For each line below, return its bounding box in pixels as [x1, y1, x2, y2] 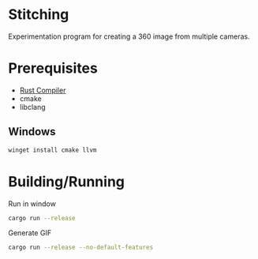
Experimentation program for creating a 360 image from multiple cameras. [8, 32, 250, 41]
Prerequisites [8, 59, 99, 77]
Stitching [8, 6, 69, 24]
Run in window [8, 199, 57, 208]
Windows [8, 125, 56, 139]
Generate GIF [8, 228, 52, 238]
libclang [19, 102, 46, 111]
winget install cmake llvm [8, 146, 97, 154]
